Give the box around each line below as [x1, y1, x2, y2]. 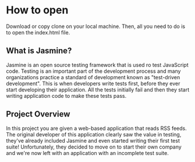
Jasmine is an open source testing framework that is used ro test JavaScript [6, 61, 189, 68]
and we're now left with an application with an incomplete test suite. [6, 149, 169, 156]
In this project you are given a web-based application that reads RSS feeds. [6, 125, 187, 132]
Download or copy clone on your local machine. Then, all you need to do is [6, 23, 185, 30]
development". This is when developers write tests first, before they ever [6, 80, 180, 87]
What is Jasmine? [6, 46, 72, 56]
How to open [6, 3, 69, 17]
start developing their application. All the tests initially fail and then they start [6, 86, 190, 93]
